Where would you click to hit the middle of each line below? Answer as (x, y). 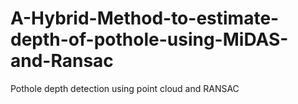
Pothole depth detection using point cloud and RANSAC (125, 88)
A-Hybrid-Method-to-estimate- (145, 18)
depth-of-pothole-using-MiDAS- (149, 39)
